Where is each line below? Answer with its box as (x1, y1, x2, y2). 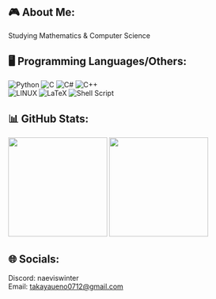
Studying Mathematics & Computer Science (8, 30, 150, 40)
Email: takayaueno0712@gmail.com (8, 282, 124, 291)
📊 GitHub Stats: (8, 113, 89, 126)
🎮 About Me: (8, 6, 75, 19)
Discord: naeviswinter (8, 274, 79, 283)
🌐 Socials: (8, 252, 60, 266)
